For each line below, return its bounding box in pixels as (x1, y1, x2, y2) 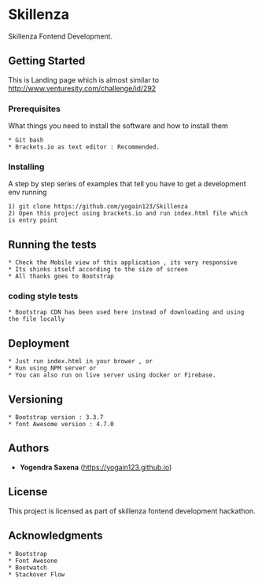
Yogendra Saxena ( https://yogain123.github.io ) (19, 462, 172, 472)
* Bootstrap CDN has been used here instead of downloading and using (8, 308, 245, 316)
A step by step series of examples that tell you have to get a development (8, 179, 246, 189)
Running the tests (8, 237, 97, 251)
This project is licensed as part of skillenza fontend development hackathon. (8, 506, 256, 516)
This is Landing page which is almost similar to (8, 75, 160, 84)
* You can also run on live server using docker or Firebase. (8, 371, 216, 379)
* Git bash (8, 136, 44, 145)
